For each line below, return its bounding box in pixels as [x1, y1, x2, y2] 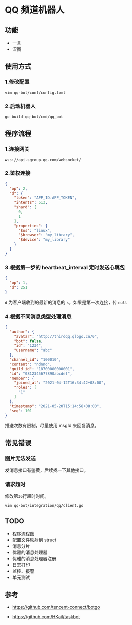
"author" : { [9, 329, 35, 334]
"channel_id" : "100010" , [9, 357, 61, 362]
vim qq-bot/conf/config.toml [5, 90, 66, 95]
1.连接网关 [5, 146, 30, 153]
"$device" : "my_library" [18, 237, 70, 242]
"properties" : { [14, 223, 48, 228]
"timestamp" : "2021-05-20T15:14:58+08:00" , [9, 403, 101, 409]
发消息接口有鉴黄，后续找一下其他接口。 [5, 467, 88, 473]
